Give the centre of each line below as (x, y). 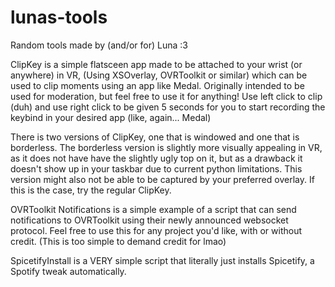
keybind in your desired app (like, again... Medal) (111, 117)
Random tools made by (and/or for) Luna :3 (99, 45)
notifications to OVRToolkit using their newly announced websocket (149, 220)
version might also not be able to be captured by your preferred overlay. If (162, 179)
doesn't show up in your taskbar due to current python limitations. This (156, 168)
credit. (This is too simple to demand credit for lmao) (118, 241)
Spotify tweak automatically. (68, 271)
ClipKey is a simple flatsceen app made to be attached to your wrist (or (156, 64)
